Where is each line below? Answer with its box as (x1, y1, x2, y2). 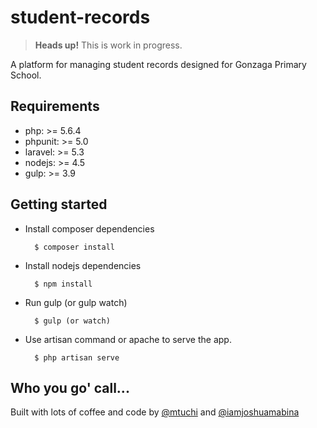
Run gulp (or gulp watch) (24, 296, 128, 308)
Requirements (10, 98, 100, 115)
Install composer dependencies (24, 222, 155, 235)
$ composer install (34, 242, 115, 252)
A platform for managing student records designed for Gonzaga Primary (10, 58, 307, 70)
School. (10, 69, 42, 81)
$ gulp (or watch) (34, 316, 111, 326)
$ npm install (34, 279, 93, 289)
